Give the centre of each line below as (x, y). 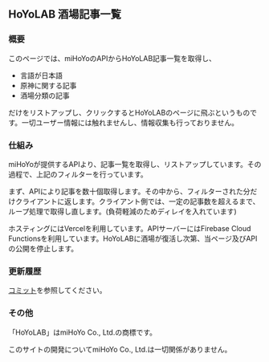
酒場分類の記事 (45, 96)
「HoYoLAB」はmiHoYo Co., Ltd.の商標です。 (83, 332)
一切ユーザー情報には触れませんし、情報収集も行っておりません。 (130, 122)
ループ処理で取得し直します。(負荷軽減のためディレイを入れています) (122, 211)
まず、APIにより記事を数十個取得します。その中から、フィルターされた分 (129, 191)
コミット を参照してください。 (57, 291)
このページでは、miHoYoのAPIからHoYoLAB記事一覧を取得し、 (112, 58)
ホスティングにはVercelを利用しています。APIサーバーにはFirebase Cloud (130, 228)
